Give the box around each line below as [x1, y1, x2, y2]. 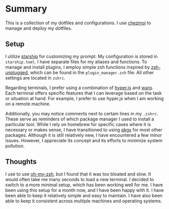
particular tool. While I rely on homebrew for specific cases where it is [5, 121, 151, 127]
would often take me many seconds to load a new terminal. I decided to [5, 176, 154, 182]
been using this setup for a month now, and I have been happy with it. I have [5, 187, 164, 193]
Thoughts [5, 157, 37, 166]
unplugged [5, 69, 28, 75]
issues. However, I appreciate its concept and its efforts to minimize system [5, 137, 163, 143]
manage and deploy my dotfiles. [5, 25, 72, 31]
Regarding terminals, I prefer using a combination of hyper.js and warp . [5, 85, 153, 91]
